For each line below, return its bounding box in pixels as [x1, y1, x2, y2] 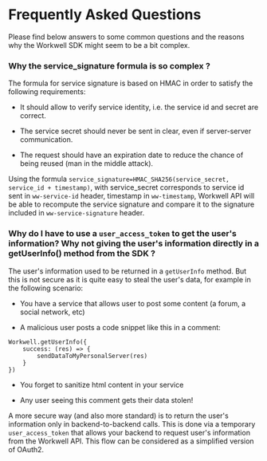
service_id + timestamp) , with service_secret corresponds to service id [8, 183, 245, 192]
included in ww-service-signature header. [8, 208, 145, 218]
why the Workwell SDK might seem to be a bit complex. [8, 40, 190, 49]
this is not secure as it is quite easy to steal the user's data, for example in [8, 274, 251, 284]
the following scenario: [8, 283, 84, 293]
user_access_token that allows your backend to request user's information [8, 428, 251, 437]
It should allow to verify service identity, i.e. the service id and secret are [19, 102, 259, 112]
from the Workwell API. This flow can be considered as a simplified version [8, 436, 254, 446]
